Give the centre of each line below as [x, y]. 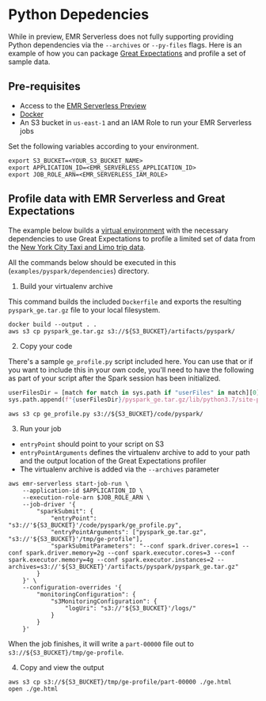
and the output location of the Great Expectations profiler [113, 461]
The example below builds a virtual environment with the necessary [118, 230]
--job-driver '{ [49, 505]
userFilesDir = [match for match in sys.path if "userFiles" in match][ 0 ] [134, 392]
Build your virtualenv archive [66, 286]
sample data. [29, 62]
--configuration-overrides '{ [72, 588]
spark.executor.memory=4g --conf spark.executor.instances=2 [111, 560]
